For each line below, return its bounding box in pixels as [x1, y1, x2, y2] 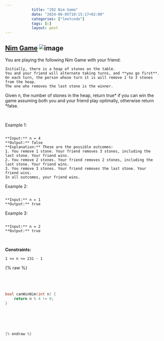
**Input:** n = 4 [5, 136, 41, 141]
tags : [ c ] [31, 21, 52, 26]
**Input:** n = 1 [5, 197, 41, 202]
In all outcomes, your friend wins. [5, 175, 80, 180]
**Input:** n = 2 [5, 224, 41, 229]
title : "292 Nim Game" [31, 7, 78, 12]
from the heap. [5, 79, 36, 84]
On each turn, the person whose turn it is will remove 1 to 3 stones [5, 75, 153, 80]
